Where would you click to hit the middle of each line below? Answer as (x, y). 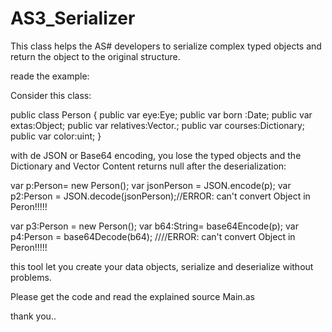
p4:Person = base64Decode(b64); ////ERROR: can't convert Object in (153, 236)
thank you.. (33, 316)
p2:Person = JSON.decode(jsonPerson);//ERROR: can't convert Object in (160, 196)
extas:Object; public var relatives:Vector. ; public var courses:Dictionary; (158, 125)
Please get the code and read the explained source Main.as (132, 296)
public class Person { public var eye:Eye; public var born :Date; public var (161, 114)
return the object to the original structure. (95, 56)
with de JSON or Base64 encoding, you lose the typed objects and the (156, 155)
